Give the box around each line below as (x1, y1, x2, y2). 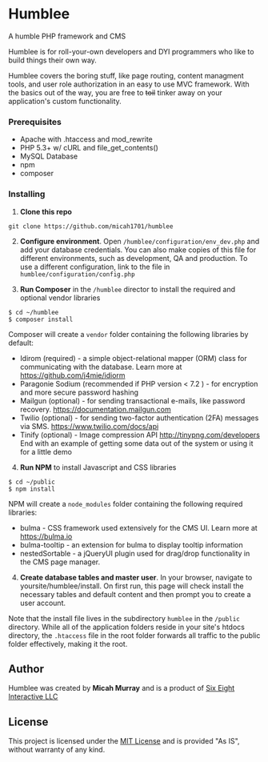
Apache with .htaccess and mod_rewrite (19, 134, 154, 144)
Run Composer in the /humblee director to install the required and (19, 284, 236, 294)
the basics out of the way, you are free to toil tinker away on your (8, 87, 222, 97)
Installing (8, 189, 46, 200)
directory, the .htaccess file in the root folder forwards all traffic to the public (8, 630, 261, 640)
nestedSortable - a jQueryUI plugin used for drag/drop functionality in (19, 548, 250, 558)
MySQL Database (19, 151, 78, 161)
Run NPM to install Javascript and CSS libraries (19, 462, 177, 472)
